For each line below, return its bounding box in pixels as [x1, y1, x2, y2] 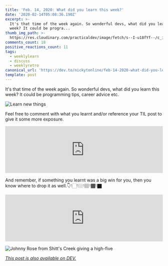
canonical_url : [5, 68, 37, 73]
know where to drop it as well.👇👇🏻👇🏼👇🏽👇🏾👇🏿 [5, 182, 102, 188]
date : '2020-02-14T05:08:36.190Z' [5, 12, 77, 17]
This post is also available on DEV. [5, 255, 76, 261]
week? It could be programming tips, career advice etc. [5, 91, 119, 97]
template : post [5, 72, 37, 77]
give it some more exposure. [5, 116, 64, 122]
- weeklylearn [9, 53, 39, 59]
